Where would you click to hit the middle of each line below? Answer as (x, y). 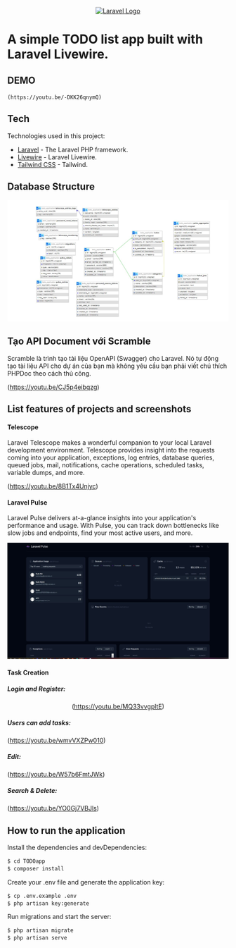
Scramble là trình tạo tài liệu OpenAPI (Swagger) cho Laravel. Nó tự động (113, 358)
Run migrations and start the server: (59, 917)
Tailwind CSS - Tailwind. (52, 164)
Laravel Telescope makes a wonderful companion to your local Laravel (110, 443)
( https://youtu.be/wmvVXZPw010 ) (57, 741)
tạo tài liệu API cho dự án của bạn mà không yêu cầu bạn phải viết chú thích (117, 366)
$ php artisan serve (38, 938)
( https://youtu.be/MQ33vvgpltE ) (118, 707)
